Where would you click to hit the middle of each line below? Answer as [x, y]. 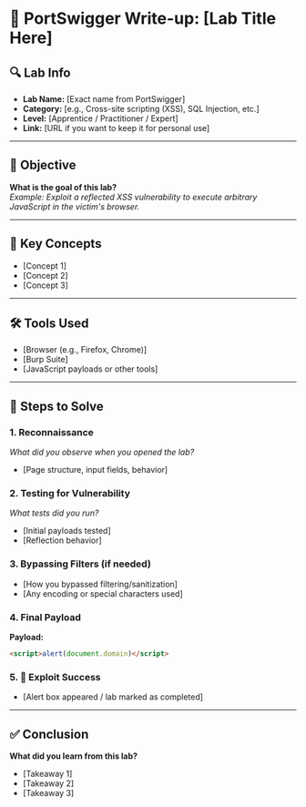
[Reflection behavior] [62, 540]
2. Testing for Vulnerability [70, 494]
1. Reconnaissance [51, 432]
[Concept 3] [45, 285]
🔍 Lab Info [40, 72]
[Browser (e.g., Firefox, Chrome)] [85, 350]
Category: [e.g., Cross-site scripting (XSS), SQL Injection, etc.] [141, 109]
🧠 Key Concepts [56, 244]
